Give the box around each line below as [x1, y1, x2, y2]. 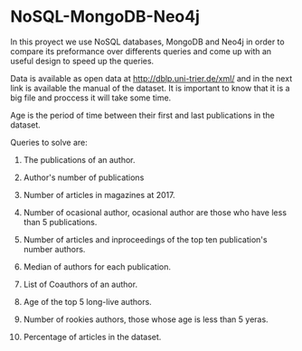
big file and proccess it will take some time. [10, 92, 172, 103]
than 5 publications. [23, 216, 98, 227]
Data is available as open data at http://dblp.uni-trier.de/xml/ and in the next [10, 72, 293, 83]
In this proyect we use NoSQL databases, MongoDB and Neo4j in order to [10, 36, 285, 47]
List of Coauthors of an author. [23, 279, 138, 289]
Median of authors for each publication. [23, 261, 171, 272]
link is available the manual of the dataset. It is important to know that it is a [10, 82, 290, 93]
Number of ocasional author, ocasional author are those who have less [23, 206, 288, 218]
